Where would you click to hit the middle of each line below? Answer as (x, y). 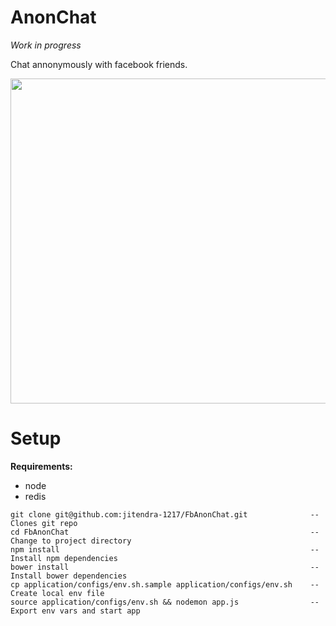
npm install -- (165, 549)
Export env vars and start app (75, 611)
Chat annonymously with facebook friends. (99, 64)
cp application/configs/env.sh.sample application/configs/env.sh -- (165, 584)
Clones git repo (44, 523)
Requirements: (41, 466)
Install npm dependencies (64, 558)
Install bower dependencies (69, 576)
